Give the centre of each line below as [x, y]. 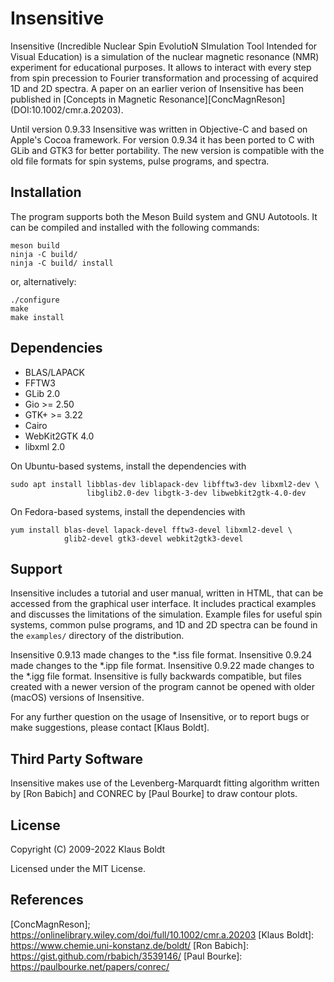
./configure [35, 300]
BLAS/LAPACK [54, 372]
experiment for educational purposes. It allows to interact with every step [161, 67]
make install [37, 317]
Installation [46, 192]
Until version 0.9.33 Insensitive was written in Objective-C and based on [159, 129]
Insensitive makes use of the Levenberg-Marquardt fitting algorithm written [165, 783]
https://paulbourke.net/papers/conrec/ [90, 966]
